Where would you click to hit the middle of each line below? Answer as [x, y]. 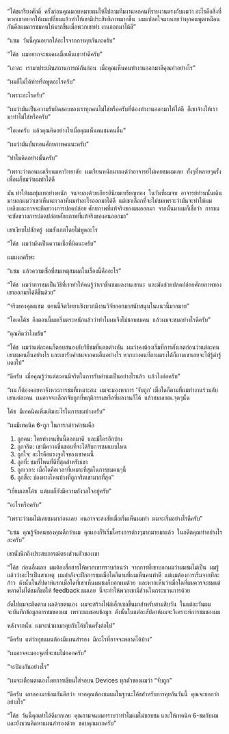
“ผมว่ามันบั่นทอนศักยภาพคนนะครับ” [48, 144]
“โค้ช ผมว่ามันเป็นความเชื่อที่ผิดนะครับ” [52, 243]
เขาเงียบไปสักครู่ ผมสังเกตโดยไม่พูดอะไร [52, 230]
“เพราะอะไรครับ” [26, 95]
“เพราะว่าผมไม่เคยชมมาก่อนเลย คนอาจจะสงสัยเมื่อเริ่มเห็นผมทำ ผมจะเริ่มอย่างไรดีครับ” [105, 518]
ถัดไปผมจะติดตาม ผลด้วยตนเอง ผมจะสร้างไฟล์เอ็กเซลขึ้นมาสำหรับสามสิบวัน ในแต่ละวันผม [109, 604]
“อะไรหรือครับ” [25, 505]
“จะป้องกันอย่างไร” [28, 666]
